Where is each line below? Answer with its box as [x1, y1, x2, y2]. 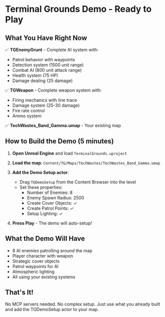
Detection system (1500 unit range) [12, 62, 84, 68]
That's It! [5, 288, 33, 297]
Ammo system [12, 113, 42, 119]
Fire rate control [12, 108, 45, 113]
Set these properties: [19, 184, 63, 190]
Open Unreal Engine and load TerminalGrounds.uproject [12, 150, 127, 156]
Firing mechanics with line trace [12, 97, 77, 103]
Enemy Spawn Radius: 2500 [27, 194, 85, 201]
